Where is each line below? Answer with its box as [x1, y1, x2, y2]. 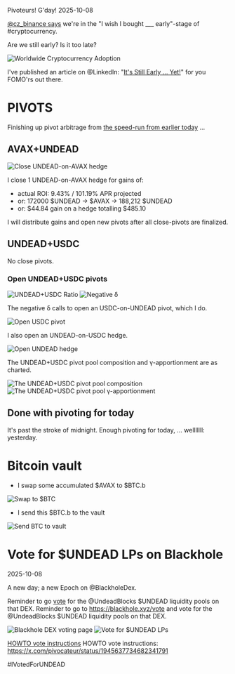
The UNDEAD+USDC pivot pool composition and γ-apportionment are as [7, 358, 218, 366]
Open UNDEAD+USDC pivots [7, 274, 107, 284]
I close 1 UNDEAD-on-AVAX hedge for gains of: [7, 176, 144, 184]
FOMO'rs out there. [7, 75, 63, 84]
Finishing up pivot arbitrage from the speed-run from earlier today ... [7, 123, 206, 131]
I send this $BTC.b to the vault [17, 508, 105, 517]
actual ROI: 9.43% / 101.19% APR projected [17, 189, 142, 197]
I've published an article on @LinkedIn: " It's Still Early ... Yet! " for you [7, 68, 206, 76]
